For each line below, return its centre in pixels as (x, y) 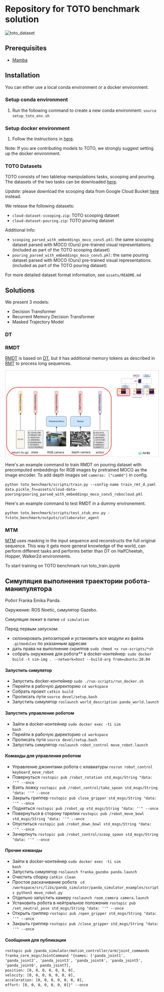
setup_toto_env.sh (31, 116)
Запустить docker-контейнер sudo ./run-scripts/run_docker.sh (78, 681)
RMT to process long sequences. (38, 363)
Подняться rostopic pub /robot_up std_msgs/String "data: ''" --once (85, 808)
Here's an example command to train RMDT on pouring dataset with (73, 464)
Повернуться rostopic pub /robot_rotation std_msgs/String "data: (82, 777)
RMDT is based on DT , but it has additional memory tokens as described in (80, 358)
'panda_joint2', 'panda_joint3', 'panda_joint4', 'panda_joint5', (74, 961)
